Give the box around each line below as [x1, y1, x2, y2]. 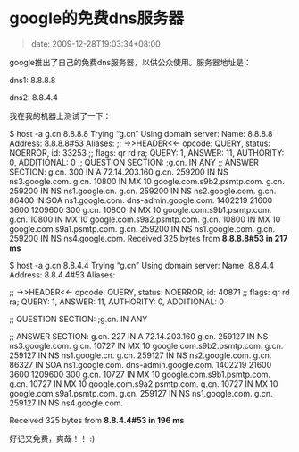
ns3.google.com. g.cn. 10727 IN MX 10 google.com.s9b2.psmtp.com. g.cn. [9, 340, 284, 351]
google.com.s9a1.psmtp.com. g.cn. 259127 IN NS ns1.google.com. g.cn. [9, 388, 274, 398]
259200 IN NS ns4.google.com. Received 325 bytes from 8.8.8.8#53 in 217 [9, 233, 288, 243]
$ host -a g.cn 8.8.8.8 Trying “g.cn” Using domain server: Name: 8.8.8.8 [9, 128, 273, 139]
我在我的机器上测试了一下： [9, 110, 112, 121]
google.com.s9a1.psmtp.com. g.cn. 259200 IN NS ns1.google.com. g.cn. [9, 223, 276, 234]
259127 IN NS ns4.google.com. [9, 397, 123, 408]
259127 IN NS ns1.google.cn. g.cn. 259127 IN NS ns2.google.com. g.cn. [9, 350, 272, 361]
